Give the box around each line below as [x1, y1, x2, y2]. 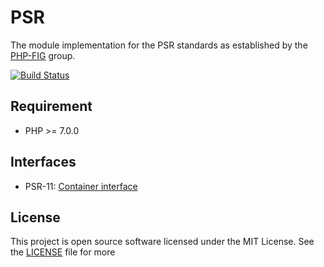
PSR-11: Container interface [24, 180, 138, 192]
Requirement [10, 98, 93, 115]
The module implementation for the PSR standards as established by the [10, 39, 308, 51]
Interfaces [10, 154, 77, 171]
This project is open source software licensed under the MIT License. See [10, 236, 315, 248]
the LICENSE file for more [10, 246, 116, 258]
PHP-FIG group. [10, 49, 76, 61]
